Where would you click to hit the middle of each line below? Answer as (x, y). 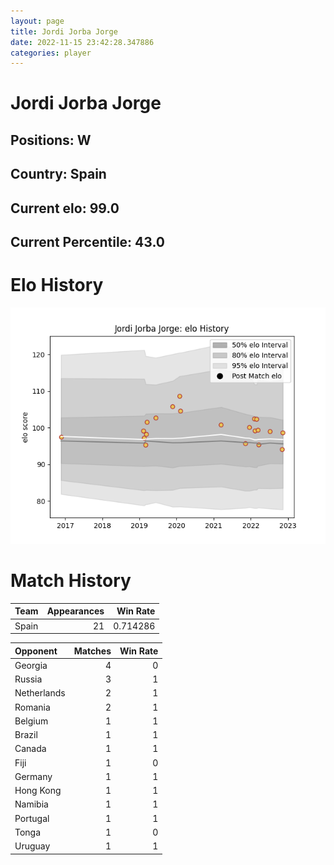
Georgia (31, 665)
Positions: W (51, 140)
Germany (33, 776)
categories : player (51, 53)
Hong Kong (38, 791)
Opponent (36, 651)
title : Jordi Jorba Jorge (64, 31)
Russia (28, 679)
